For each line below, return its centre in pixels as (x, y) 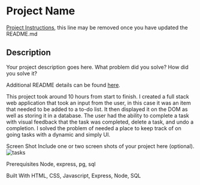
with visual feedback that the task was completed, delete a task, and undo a (100, 122)
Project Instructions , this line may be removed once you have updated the (97, 27)
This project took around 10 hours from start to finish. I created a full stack (98, 96)
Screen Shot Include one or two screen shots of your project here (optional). (100, 146)
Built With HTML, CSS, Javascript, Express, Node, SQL (74, 175)
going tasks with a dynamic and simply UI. (58, 134)
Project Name (41, 11)
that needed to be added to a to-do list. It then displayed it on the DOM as (97, 109)
